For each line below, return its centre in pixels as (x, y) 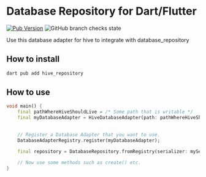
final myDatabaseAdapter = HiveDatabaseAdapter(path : (87, 118)
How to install (33, 59)
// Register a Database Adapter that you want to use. (89, 135)
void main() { (25, 106)
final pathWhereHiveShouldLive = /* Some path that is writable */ (105, 112)
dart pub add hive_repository (45, 73)
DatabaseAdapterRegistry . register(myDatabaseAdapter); (89, 140)
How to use (28, 92)
